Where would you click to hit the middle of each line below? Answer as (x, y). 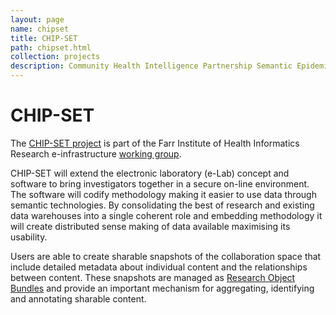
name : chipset (40, 29)
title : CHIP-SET (44, 38)
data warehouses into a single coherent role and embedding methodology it (166, 215)
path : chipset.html (51, 47)
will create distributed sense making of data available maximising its (150, 226)
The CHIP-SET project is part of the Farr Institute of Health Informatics (155, 143)
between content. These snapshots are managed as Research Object (153, 277)
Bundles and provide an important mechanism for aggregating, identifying (162, 288)
